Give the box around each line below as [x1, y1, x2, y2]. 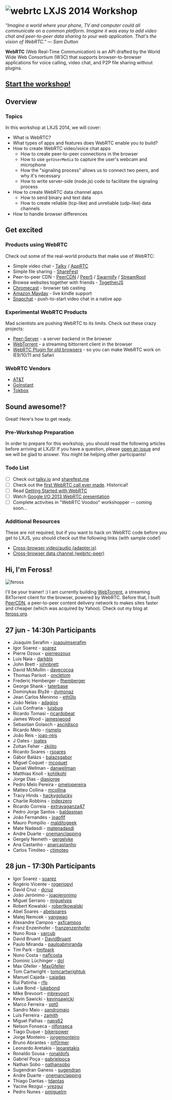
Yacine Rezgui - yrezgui [12, 1083, 63, 1089]
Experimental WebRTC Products [5, 309, 87, 316]
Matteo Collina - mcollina [12, 787, 66, 793]
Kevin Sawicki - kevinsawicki [12, 996, 74, 1002]
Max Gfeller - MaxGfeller [12, 963, 65, 969]
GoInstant [12, 382, 34, 388]
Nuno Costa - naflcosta [12, 952, 63, 958]
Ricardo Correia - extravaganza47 [12, 803, 85, 809]
